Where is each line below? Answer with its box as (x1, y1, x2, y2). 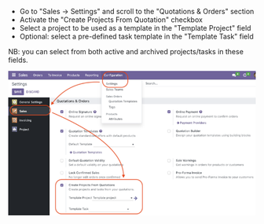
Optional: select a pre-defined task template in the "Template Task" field (19, 31, 254, 41)
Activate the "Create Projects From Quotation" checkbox (19, 15, 203, 24)
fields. (8, 55, 29, 64)
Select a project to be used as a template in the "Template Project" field (19, 24, 251, 32)
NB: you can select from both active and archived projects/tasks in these (8, 47, 244, 56)
